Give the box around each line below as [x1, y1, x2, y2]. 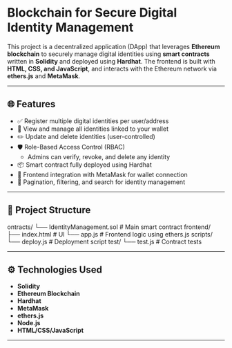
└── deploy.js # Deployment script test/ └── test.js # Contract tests [7, 237, 202, 246]
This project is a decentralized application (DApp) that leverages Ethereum [7, 42, 220, 51]
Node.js [17, 319, 41, 327]
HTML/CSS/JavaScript [17, 327, 84, 335]
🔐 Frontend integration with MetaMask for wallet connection [17, 170, 188, 178]
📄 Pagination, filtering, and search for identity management [17, 178, 185, 186]
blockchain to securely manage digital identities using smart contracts [7, 50, 210, 58]
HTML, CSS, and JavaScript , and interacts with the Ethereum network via [7, 64, 217, 73]
